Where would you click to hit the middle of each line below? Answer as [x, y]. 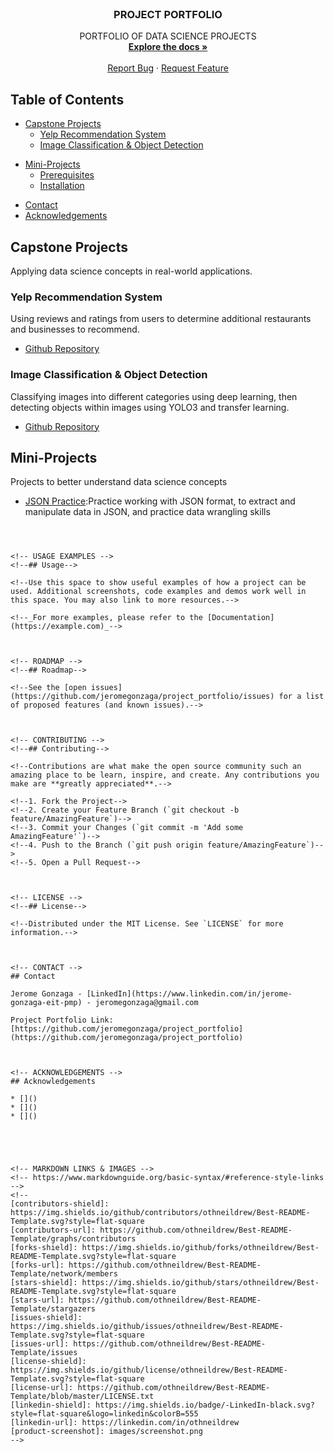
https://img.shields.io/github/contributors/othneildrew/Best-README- [160, 1213]
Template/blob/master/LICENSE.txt [82, 1397]
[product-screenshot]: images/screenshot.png [106, 1432]
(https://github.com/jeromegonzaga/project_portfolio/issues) [142, 697]
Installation [62, 186]
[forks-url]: [37, 1265]
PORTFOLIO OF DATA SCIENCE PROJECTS [168, 36]
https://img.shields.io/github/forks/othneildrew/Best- [200, 1248]
